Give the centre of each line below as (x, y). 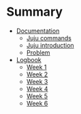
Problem (38, 53)
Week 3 (37, 81)
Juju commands (49, 38)
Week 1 (36, 67)
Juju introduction (50, 45)
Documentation (38, 31)
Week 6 (37, 103)
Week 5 (37, 96)
